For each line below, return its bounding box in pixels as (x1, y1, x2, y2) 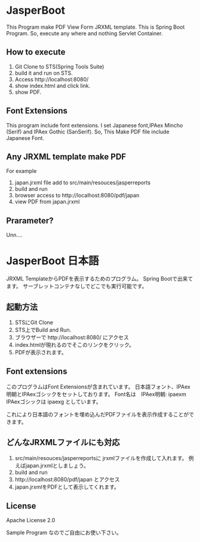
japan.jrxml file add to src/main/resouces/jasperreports (14, 179, 151, 186)
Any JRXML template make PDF (6, 151, 127, 162)
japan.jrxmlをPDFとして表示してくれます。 (14, 483, 119, 491)
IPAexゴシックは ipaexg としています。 (6, 398, 101, 405)
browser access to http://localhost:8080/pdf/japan (14, 192, 140, 199)
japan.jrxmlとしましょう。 (25, 462, 90, 469)
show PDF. (14, 88, 42, 96)
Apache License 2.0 (6, 517, 56, 524)
